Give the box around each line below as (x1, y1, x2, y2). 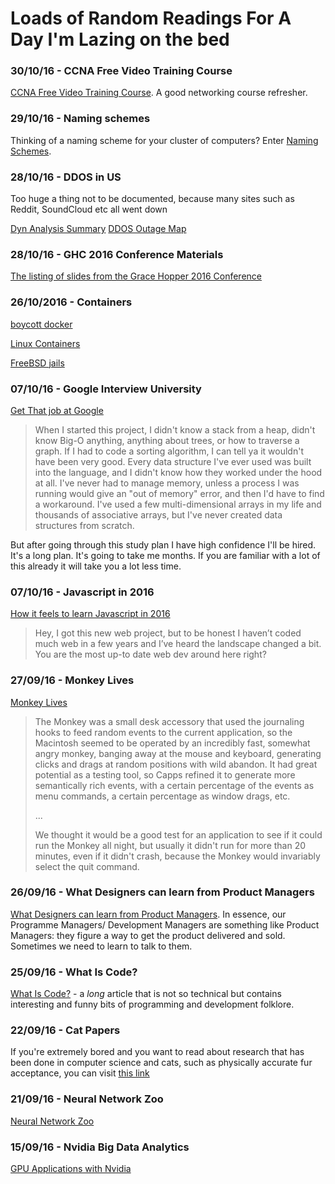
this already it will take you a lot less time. (10, 560, 182, 572)
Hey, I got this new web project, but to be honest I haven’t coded (34, 627, 302, 639)
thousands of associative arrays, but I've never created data (34, 508, 283, 521)
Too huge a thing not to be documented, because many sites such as (10, 193, 295, 205)
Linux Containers (10, 337, 81, 349)
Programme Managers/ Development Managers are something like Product (10, 918, 320, 931)
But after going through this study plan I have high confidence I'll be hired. (10, 538, 317, 551)
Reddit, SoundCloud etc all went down (10, 203, 168, 216)
